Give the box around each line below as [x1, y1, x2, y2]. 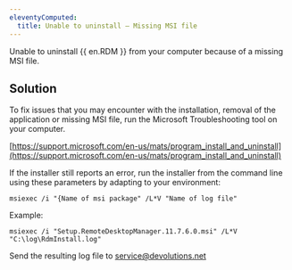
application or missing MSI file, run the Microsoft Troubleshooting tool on [9, 114, 278, 125]
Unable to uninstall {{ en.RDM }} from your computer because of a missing [9, 45, 284, 56]
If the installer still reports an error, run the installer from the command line [9, 168, 283, 178]
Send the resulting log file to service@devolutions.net [9, 250, 207, 261]
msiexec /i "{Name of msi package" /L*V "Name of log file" [9, 194, 238, 203]
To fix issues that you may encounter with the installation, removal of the [9, 104, 277, 116]
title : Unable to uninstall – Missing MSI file [17, 21, 198, 30]
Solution [9, 81, 57, 96]
